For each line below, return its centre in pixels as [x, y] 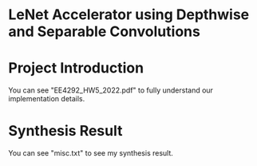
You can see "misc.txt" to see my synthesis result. [91, 153]
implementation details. [47, 99]
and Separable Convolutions [105, 32]
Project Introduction [76, 68]
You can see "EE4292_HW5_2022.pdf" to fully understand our [111, 90]
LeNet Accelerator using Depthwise [129, 15]
